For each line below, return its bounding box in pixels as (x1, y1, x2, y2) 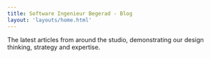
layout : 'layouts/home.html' (7, 17, 92, 23)
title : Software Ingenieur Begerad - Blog (7, 10, 133, 17)
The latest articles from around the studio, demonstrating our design (7, 35, 204, 43)
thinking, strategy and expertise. (7, 43, 101, 51)
